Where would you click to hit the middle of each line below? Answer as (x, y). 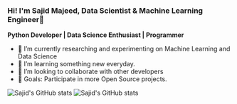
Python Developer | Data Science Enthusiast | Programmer (96, 35)
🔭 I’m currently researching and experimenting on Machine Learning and (124, 49)
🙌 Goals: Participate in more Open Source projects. (92, 79)
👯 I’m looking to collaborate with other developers (90, 72)
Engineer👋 (26, 19)
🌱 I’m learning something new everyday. (76, 64)
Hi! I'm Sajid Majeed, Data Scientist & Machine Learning (105, 11)
